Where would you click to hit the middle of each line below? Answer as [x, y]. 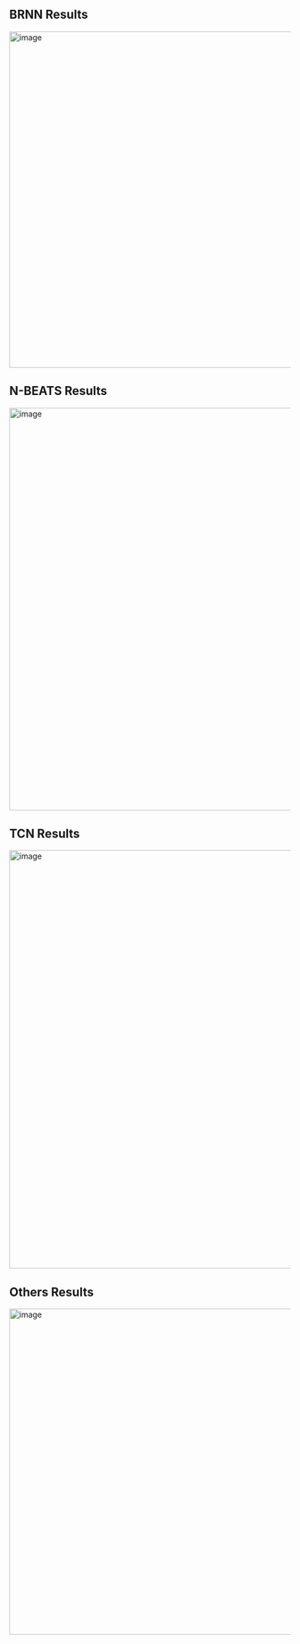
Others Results [51, 1292]
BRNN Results [49, 15]
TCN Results [45, 834]
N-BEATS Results [58, 391]
